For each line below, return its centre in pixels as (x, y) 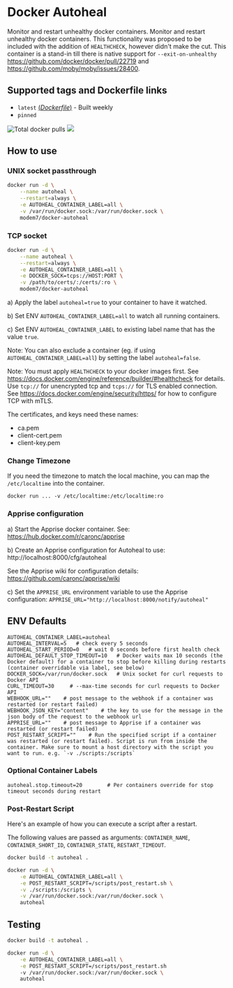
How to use (32, 151)
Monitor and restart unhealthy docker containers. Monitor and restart (106, 31)
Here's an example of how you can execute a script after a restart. (102, 824)
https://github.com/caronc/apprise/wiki (64, 578)
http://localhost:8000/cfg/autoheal (57, 557)
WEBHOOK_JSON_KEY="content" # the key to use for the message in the (115, 710)
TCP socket (27, 236)
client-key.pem (39, 443)
